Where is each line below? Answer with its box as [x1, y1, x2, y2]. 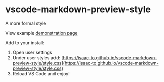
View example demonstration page [5, 30, 78, 36]
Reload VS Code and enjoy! [12, 70, 70, 76]
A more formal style [5, 20, 46, 26]
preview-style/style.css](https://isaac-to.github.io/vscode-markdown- [12, 60, 159, 66]
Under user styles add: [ [12, 54, 63, 61]
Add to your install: [5, 39, 44, 46]
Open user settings [12, 49, 52, 55]
